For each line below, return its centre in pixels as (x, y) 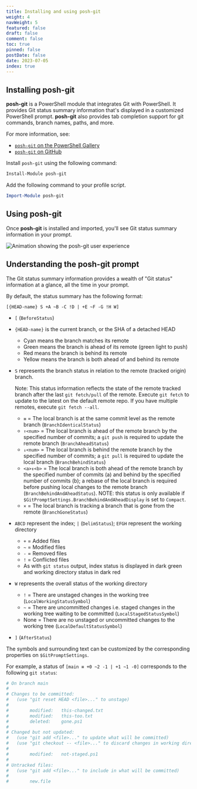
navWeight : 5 (22, 22)
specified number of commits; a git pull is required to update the (103, 456)
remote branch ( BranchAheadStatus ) (66, 443)
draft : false (22, 33)
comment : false (25, 39)
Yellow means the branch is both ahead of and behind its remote (101, 359)
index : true (21, 66)
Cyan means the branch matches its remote (76, 340)
